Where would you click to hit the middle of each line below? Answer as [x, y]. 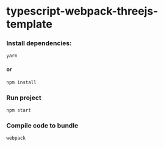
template [30, 24]
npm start [19, 110]
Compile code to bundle [42, 125]
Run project [24, 98]
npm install [21, 82]
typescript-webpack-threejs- [82, 11]
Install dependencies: [39, 43]
